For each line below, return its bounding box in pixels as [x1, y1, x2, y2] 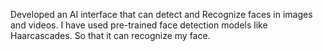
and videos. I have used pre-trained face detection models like [10, 19, 268, 31]
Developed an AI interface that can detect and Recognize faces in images [10, 9, 313, 20]
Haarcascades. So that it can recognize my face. [10, 30, 211, 41]
